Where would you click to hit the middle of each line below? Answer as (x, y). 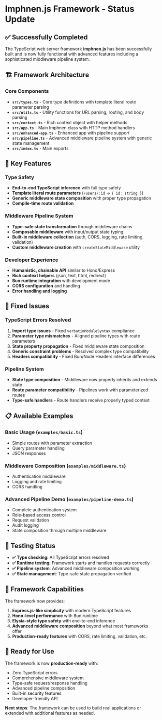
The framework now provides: (35, 601)
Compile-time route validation (43, 203)
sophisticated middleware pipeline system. (48, 59)
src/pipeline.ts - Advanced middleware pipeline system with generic (82, 138)
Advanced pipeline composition (44, 688)
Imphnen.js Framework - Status (70, 9)
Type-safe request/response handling (50, 683)
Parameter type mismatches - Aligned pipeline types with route (76, 335)
